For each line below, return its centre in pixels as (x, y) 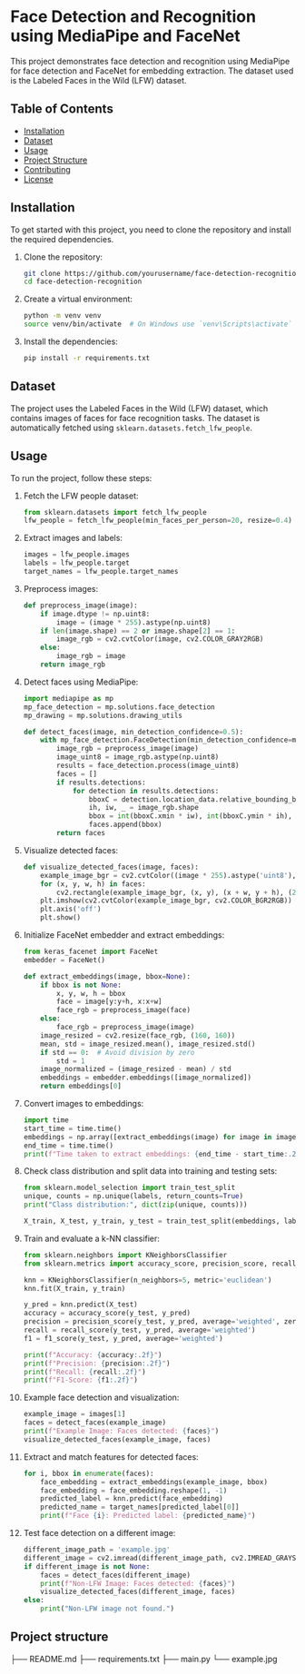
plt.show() (61, 918)
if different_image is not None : (87, 1566)
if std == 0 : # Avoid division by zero (118, 1052)
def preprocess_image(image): (81, 606)
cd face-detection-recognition (83, 282)
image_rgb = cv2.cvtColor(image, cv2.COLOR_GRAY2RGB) (160, 639)
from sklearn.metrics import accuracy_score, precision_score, (146, 1264)
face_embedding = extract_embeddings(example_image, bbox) (154, 1482)
